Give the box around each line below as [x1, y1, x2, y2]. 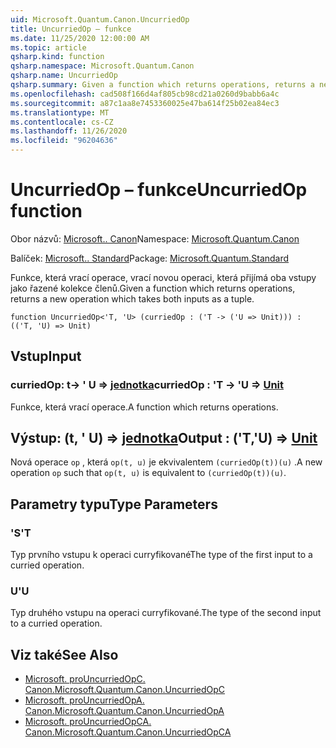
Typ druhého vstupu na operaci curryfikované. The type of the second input [10, 607, 322, 619]
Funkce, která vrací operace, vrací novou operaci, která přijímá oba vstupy [10, 271, 317, 283]
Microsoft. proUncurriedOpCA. [24, 716, 152, 728]
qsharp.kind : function [10, 52, 105, 62]
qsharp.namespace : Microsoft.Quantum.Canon [10, 61, 195, 71]
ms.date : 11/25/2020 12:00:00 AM [10, 33, 150, 43]
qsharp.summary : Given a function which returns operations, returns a [10, 80, 315, 90]
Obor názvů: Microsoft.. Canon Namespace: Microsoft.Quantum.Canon [10, 232, 300, 245]
